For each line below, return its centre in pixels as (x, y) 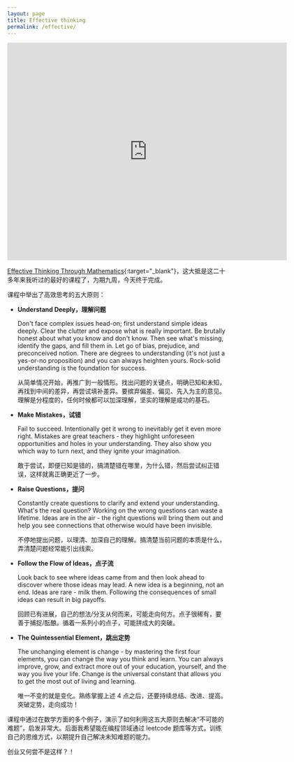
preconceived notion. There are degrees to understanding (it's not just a (121, 353)
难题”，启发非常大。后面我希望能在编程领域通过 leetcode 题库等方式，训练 (115, 728)
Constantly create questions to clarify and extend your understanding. (118, 503)
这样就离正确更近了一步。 (66, 474)
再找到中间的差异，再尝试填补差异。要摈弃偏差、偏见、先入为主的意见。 (121, 391)
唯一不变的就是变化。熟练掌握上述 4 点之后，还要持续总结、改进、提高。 (122, 696)
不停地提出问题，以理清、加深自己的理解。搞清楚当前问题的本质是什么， (121, 540)
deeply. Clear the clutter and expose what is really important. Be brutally (121, 331)
